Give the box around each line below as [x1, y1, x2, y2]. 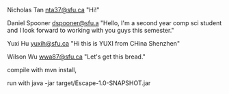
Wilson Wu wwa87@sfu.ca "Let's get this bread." [7, 52, 146, 61]
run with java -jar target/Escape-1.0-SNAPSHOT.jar [7, 79, 151, 87]
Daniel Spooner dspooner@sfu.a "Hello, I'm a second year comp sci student [7, 19, 222, 27]
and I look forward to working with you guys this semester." [7, 27, 174, 34]
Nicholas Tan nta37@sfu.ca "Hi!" [7, 6, 100, 14]
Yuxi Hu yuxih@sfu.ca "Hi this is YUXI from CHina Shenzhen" [7, 40, 180, 47]
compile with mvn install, [7, 66, 77, 74]
